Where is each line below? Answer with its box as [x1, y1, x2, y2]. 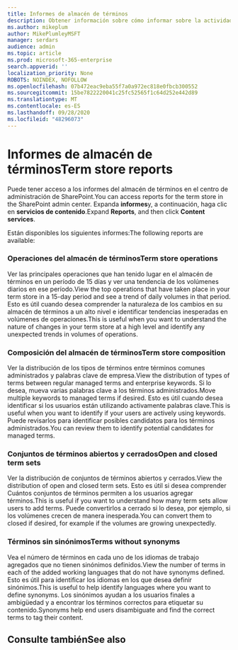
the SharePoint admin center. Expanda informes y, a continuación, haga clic [7, 200, 228, 208]
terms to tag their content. [7, 613, 84, 622]
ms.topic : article [7, 50, 62, 57]
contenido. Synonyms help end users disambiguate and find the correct [7, 605, 215, 614]
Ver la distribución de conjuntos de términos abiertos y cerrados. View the [7, 474, 222, 482]
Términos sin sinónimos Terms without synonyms [7, 537, 181, 547]
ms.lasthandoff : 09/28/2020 [7, 109, 91, 116]
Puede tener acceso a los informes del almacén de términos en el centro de [7, 185, 229, 193]
